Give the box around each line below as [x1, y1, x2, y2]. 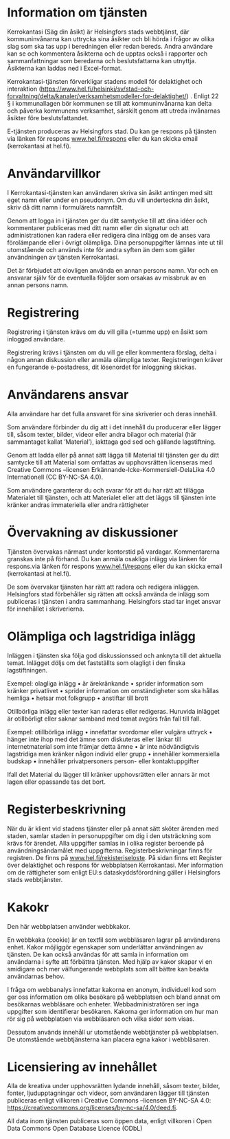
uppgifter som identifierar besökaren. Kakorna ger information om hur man [7, 1007, 218, 1015]
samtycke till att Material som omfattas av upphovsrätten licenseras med [7, 458, 213, 466]
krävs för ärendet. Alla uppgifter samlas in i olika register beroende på [7, 839, 205, 847]
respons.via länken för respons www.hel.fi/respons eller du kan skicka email [7, 562, 222, 570]
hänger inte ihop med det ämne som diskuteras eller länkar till [7, 735, 182, 743]
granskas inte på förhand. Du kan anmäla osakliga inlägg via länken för [7, 554, 207, 563]
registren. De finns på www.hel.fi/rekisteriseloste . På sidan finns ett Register [7, 853, 223, 861]
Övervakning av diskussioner [7, 524, 179, 540]
